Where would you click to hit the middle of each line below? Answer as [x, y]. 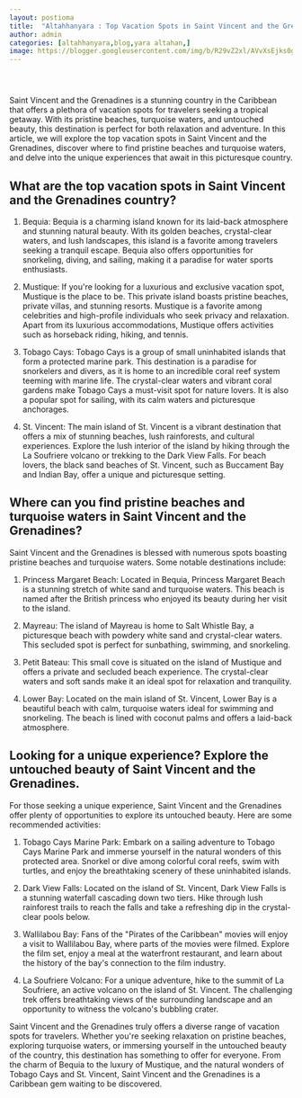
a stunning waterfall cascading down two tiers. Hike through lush [142, 897]
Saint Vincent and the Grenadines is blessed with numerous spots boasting [148, 552]
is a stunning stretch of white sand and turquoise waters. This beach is [153, 589]
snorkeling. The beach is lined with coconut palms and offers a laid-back [157, 718]
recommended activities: [55, 825]
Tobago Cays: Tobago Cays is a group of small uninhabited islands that [154, 352]
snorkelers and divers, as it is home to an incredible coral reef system [151, 370]
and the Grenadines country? [93, 200]
